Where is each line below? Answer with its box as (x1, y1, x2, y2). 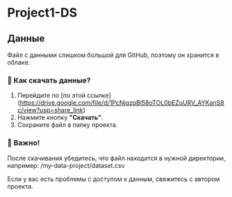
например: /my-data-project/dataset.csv (7, 161, 125, 169)
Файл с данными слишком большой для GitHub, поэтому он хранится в (7, 51, 219, 59)
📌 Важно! (7, 138, 40, 148)
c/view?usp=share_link (17, 106, 83, 114)
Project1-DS (7, 5, 78, 21)
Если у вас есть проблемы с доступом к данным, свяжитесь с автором (7, 175, 220, 183)
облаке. (7, 58, 31, 67)
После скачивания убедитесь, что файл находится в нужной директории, (7, 154, 226, 162)
